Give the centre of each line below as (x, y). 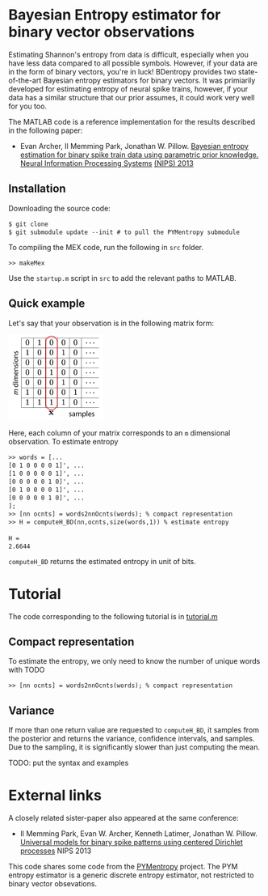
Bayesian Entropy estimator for (115, 15)
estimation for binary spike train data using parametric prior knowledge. (139, 155)
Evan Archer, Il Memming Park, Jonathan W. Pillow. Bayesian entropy (134, 146)
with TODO (27, 670)
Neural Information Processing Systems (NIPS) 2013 (107, 163)
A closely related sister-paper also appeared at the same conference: (124, 818)
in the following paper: (46, 130)
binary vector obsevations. (53, 884)
